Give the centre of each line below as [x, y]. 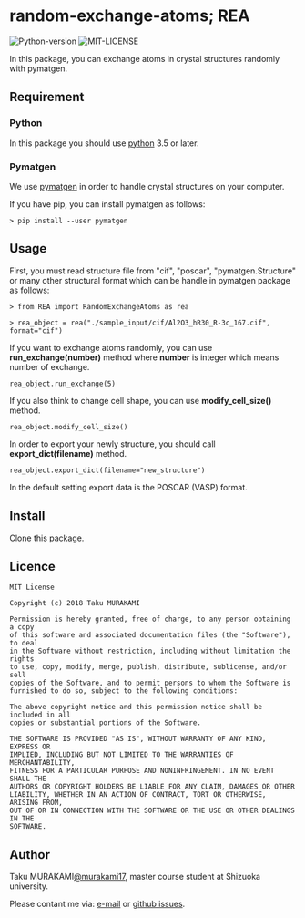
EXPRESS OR [30, 747]
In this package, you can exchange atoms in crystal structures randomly [145, 58]
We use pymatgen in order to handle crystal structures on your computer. [147, 186]
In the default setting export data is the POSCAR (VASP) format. [128, 487]
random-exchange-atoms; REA [130, 16]
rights [22, 659]
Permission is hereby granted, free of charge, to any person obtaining [150, 619]
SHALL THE [28, 779]
